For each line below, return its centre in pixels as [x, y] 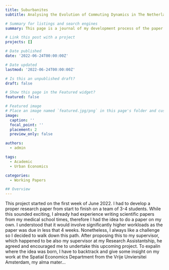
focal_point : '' [27, 125]
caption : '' [22, 120]
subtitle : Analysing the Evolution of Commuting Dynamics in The [75, 15]
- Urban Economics [29, 166]
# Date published [23, 51]
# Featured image [23, 106]
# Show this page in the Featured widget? [50, 93]
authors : [14, 143]
